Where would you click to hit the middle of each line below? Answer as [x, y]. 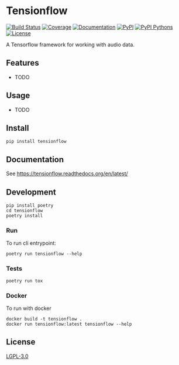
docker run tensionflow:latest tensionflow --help [69, 324]
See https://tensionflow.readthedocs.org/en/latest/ [67, 173]
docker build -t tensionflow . [44, 319]
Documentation [35, 159]
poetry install [25, 216]
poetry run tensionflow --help [44, 254]
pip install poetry [30, 206]
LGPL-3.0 [17, 356]
